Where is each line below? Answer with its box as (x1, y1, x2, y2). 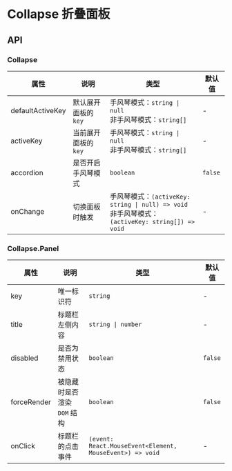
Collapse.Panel (7, 243, 59, 253)
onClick (10, 441, 36, 451)
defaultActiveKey (10, 106, 67, 115)
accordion (10, 168, 43, 177)
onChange (10, 206, 45, 216)
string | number (88, 321, 142, 328)
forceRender (10, 397, 52, 407)
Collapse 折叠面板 (7, 6, 110, 22)
